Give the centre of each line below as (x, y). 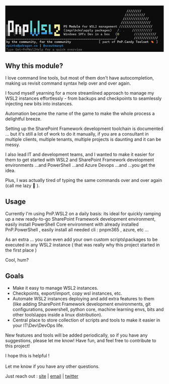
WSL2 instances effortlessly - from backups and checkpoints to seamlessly (83, 98)
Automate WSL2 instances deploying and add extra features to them (83, 299)
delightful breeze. (23, 119)
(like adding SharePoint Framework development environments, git (81, 304)
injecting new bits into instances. (39, 104)
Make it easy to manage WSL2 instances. (55, 288)
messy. (13, 145)
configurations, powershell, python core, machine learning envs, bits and (88, 309)
